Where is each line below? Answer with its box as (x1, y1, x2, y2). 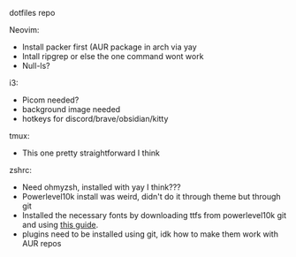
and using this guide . (21, 220, 99, 230)
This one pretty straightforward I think (21, 147, 161, 158)
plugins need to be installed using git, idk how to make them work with (21, 229, 278, 239)
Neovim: (9, 25, 40, 34)
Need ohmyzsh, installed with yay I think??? (21, 182, 181, 193)
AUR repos (21, 238, 62, 248)
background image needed (21, 104, 121, 114)
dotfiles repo (9, 8, 56, 18)
